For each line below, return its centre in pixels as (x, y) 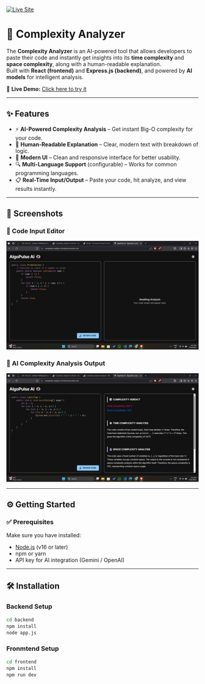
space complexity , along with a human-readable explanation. (84, 64)
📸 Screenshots (35, 214)
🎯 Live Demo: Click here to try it (46, 89)
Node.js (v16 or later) (41, 547)
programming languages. (47, 173)
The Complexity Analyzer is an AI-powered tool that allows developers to (99, 51)
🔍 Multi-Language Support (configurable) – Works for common (96, 164)
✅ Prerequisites (30, 522)
